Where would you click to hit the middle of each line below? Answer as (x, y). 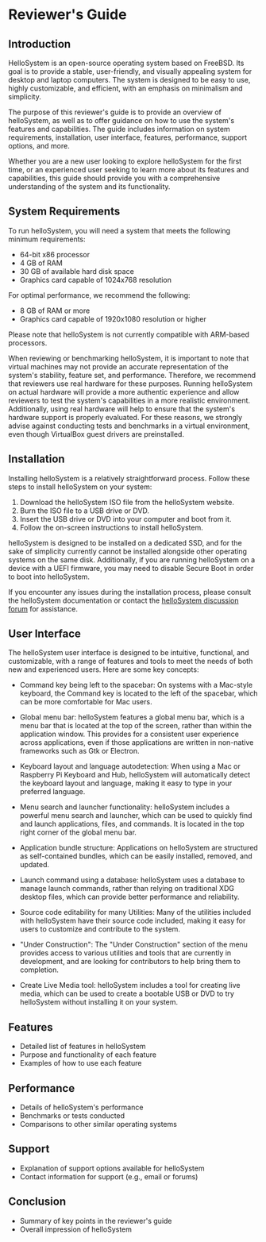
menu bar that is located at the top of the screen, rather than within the (136, 726)
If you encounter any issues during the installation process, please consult (130, 592)
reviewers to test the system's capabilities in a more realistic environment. (129, 400)
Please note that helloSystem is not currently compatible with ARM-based (129, 334)
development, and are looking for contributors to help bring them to (130, 962)
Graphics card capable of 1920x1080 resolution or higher (113, 318)
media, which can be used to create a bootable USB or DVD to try (127, 993)
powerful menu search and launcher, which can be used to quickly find (136, 816)
